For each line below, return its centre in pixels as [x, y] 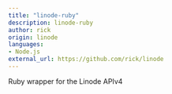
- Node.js [24, 52]
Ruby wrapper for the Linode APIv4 [65, 81]
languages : [26, 45]
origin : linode [33, 37]
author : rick [30, 30]
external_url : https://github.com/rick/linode [86, 60]
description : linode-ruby [50, 23]
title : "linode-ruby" [44, 15]
